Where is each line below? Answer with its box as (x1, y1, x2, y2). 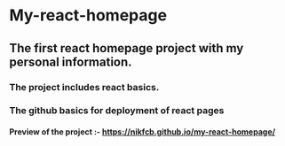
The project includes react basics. (9, 81, 160, 93)
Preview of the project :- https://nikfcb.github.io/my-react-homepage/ (9, 127, 276, 137)
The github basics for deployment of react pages (9, 104, 225, 117)
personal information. (9, 54, 132, 69)
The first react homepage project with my (9, 41, 244, 56)
